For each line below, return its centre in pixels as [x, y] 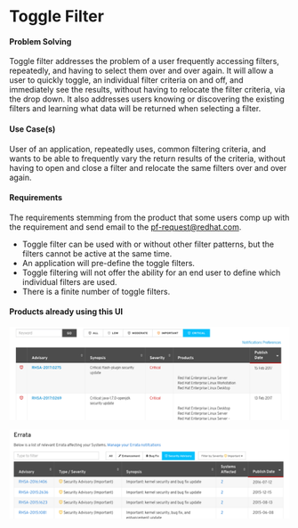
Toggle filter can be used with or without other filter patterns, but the [148, 244]
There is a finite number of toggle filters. [96, 291]
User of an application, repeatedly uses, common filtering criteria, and [138, 149]
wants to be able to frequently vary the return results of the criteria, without [148, 158]
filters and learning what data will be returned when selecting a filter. [135, 109]
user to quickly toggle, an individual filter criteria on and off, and [126, 80]
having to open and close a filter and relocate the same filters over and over [148, 167]
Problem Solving [40, 41]
